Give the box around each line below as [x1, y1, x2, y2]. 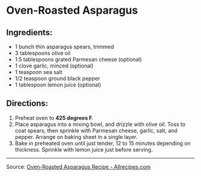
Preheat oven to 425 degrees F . [14, 114, 94, 121]
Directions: [6, 98, 48, 109]
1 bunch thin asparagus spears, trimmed [14, 43, 114, 50]
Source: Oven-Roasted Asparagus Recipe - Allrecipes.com [6, 163, 151, 170]
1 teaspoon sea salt [14, 69, 63, 75]
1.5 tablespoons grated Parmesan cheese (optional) [14, 56, 142, 63]
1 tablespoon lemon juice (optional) [14, 81, 102, 88]
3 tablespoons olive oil [14, 50, 71, 57]
